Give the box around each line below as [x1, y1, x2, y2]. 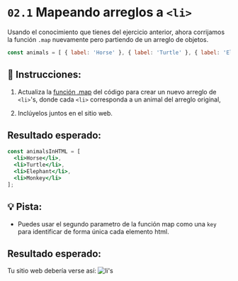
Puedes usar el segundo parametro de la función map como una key [17, 219, 217, 228]
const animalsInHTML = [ [7, 148, 81, 155]
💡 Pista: [7, 201, 42, 213]
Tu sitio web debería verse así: [7, 267, 97, 275]
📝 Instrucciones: [7, 69, 81, 81]
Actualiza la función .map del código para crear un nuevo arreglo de [17, 87, 217, 96]
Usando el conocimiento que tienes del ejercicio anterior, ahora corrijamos [7, 28, 225, 36]
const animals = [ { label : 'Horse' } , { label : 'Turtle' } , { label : [7, 49, 220, 56]
